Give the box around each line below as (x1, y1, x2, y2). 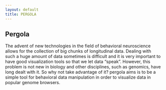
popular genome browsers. (5, 80, 60, 86)
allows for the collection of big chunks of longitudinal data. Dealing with (5, 48, 151, 54)
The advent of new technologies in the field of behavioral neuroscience (5, 43, 151, 49)
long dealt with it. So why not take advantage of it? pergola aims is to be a (5, 69, 156, 75)
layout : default (5, 7, 39, 12)
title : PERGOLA (5, 12, 37, 17)
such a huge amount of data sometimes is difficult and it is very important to (5, 54, 161, 60)
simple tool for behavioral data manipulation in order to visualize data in (5, 74, 151, 80)
